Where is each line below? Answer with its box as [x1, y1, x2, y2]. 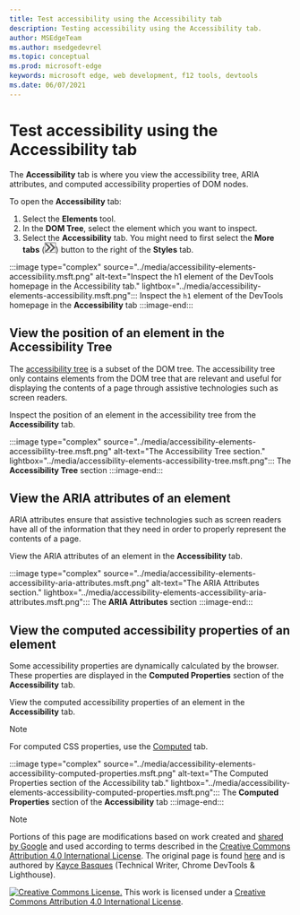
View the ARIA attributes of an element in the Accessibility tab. [9, 551, 244, 562]
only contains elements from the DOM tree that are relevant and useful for [9, 373, 282, 384]
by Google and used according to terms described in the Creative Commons [9, 841, 291, 851]
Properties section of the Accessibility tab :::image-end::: [9, 797, 225, 807]
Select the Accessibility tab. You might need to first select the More [21, 232, 275, 243]
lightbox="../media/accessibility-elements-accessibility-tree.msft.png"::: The [9, 455, 292, 466]
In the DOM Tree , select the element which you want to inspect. [21, 222, 258, 233]
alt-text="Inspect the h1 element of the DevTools [95, 271, 274, 281]
